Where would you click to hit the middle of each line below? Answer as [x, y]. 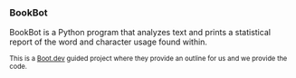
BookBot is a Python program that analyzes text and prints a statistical [140, 33]
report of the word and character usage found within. [109, 42]
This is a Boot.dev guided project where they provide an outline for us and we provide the [148, 59]
